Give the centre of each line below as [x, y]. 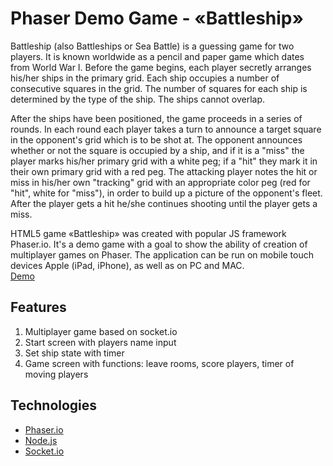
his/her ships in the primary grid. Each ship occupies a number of [145, 78]
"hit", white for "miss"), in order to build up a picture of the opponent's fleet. [166, 193]
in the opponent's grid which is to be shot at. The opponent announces [156, 139]
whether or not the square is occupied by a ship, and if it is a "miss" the [157, 150]
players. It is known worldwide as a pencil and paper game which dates [157, 56]
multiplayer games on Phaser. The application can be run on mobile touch [162, 254]
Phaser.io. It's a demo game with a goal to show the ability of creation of [159, 244]
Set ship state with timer [74, 353]
